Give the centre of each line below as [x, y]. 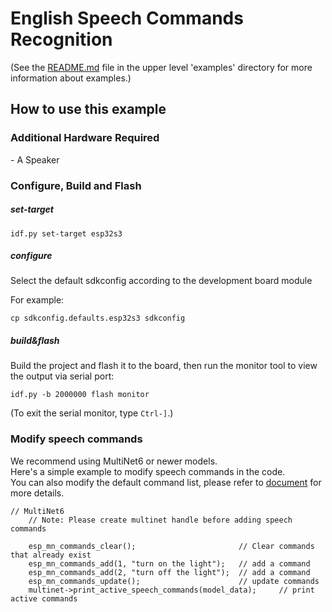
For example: [37, 300]
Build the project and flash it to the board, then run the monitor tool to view [164, 366]
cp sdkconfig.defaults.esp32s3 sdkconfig [98, 318]
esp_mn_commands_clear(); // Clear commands [171, 546]
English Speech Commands [127, 18]
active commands [44, 598]
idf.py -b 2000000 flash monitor [80, 395]
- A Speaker [35, 159]
